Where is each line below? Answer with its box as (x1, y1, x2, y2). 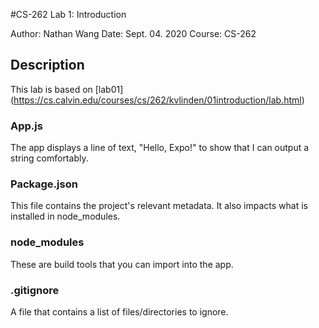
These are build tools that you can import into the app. (10, 258, 234, 270)
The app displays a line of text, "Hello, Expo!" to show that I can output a (10, 142, 310, 154)
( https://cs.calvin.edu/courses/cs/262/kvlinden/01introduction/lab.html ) (10, 94, 305, 106)
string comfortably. (10, 152, 89, 164)
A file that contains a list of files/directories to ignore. (10, 306, 229, 318)
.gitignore (10, 283, 60, 297)
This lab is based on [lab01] (10, 83, 124, 95)
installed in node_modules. (10, 210, 121, 223)
